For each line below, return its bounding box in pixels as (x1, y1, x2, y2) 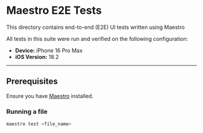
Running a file (6, 107, 48, 116)
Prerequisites (6, 76, 58, 87)
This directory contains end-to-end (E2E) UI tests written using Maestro (6, 23, 185, 31)
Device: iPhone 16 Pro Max (14, 46, 83, 54)
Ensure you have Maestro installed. (6, 92, 94, 99)
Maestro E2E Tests (6, 4, 102, 17)
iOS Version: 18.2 (14, 53, 59, 60)
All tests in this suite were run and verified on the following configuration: (6, 35, 188, 42)
